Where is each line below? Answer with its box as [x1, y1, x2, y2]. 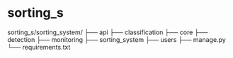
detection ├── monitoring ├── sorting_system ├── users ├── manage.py [7, 35, 227, 43]
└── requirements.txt [7, 43, 71, 51]
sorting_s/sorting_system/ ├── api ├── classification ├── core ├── [7, 28, 208, 36]
